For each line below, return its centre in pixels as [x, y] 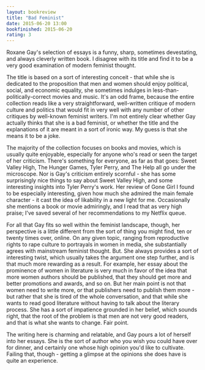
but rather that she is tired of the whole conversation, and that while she [97, 297]
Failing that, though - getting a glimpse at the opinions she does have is [96, 354]
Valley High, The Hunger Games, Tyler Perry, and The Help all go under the [101, 168]
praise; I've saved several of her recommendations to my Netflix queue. [96, 213]
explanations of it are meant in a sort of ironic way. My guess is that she [97, 129]
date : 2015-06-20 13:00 [37, 23]
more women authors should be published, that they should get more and [99, 277]
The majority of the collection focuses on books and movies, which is [94, 148]
